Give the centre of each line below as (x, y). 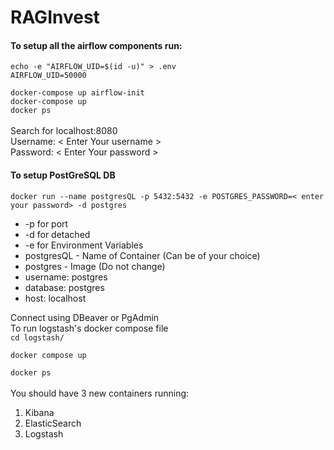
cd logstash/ (37, 337)
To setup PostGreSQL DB (63, 175)
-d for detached (57, 234)
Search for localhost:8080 (64, 131)
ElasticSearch (53, 423)
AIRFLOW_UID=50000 (48, 76)
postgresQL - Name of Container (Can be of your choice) (142, 255)
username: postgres (66, 277)
